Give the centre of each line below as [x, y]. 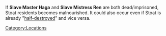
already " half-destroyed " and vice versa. [48, 18]
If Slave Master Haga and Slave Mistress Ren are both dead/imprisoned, [82, 7]
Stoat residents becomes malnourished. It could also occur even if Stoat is [83, 13]
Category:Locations [26, 28]
